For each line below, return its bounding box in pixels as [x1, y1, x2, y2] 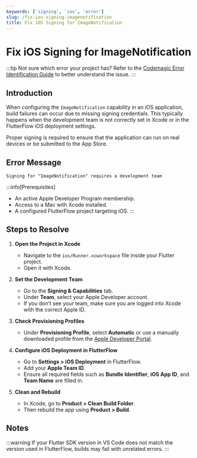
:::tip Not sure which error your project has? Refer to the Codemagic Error [6, 64, 185, 72]
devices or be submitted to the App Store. [6, 140, 108, 148]
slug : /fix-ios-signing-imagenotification [6, 14, 112, 20]
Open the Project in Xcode [14, 240, 81, 247]
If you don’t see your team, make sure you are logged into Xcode [23, 300, 181, 307]
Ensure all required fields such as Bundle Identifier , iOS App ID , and [23, 371, 190, 378]
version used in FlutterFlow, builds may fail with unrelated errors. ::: [6, 445, 169, 452]
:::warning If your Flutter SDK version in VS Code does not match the [6, 438, 173, 446]
